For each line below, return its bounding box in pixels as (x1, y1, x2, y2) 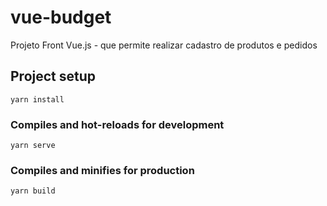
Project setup (10, 68, 97, 85)
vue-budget (10, 6, 112, 29)
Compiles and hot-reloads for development (10, 117, 225, 131)
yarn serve (10, 141, 56, 151)
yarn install (10, 94, 65, 105)
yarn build (10, 186, 56, 196)
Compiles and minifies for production (10, 163, 195, 177)
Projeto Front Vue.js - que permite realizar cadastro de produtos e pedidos (10, 39, 318, 51)
